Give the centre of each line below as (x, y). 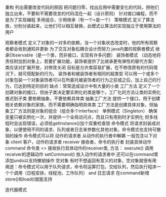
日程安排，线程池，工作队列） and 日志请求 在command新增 (88, 173)
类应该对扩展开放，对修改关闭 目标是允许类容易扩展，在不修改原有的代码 (79, 67)
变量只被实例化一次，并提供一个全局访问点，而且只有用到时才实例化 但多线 (82, 117)
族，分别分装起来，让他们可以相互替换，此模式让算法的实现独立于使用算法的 (83, 26)
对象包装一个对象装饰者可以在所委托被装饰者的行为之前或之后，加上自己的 (81, 80)
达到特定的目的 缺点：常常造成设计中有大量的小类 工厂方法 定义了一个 (89, 86)
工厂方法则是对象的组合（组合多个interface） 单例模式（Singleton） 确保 (83, 111)
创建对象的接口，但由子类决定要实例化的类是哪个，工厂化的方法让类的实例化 (83, 92)
